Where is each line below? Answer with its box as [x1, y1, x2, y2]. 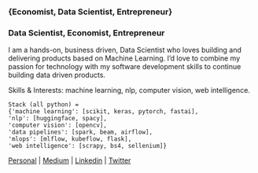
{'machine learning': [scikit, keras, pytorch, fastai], [8, 108, 199, 116]
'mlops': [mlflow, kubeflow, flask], [8, 135, 132, 143]
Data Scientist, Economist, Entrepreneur [8, 27, 165, 38]
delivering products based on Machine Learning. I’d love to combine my [8, 53, 241, 63]
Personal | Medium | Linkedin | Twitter [8, 156, 131, 165]
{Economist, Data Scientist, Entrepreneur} [8, 6, 173, 17]
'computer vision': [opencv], [8, 121, 108, 130]
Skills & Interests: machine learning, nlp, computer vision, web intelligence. [8, 86, 250, 95]
